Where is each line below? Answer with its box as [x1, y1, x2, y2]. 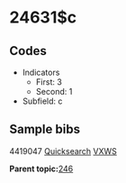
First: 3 [35, 77, 63, 87]
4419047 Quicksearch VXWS [9, 145, 117, 156]
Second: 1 [35, 87, 73, 96]
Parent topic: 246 [9, 163, 74, 174]
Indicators [22, 67, 60, 78]
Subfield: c [22, 96, 63, 106]
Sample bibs [9, 122, 81, 137]
